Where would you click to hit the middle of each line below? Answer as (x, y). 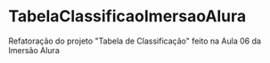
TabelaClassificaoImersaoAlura (127, 16)
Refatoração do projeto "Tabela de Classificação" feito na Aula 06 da (135, 41)
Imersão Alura (34, 50)
